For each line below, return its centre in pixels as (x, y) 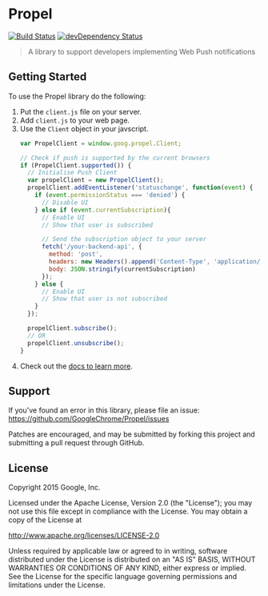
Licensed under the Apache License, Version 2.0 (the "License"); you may (130, 503)
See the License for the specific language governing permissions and (123, 577)
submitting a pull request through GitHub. (76, 443)
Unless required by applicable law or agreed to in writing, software (118, 551)
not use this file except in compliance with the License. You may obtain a (128, 511)
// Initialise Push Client (72, 173)
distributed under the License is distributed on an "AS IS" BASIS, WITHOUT (132, 560)
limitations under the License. (57, 585)
